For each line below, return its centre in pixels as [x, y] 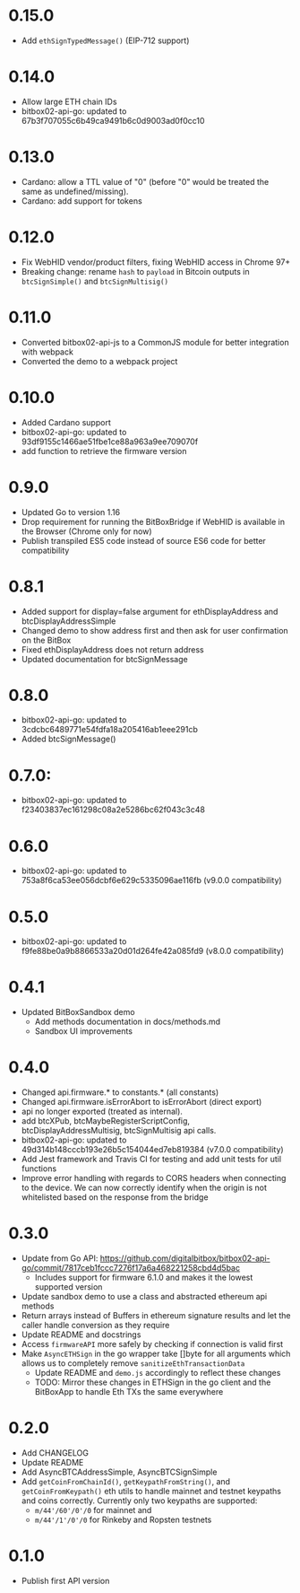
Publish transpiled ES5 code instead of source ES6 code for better [143, 540]
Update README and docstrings [81, 1335]
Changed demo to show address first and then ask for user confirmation [154, 630]
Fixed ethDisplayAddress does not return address [112, 649]
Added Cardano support [66, 422]
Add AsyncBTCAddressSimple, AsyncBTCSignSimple [119, 1472]
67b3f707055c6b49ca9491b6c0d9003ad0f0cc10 [113, 120]
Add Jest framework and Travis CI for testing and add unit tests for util [151, 1160]
